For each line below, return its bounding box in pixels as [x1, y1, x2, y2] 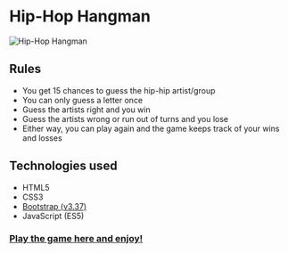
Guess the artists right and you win [21, 104, 151, 115]
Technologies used [9, 159, 118, 174]
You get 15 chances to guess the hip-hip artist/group [21, 85, 216, 95]
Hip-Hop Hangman [9, 6, 152, 27]
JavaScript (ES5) [21, 210, 85, 221]
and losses [21, 132, 62, 143]
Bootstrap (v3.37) [21, 200, 87, 211]
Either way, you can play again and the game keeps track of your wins [21, 123, 280, 134]
